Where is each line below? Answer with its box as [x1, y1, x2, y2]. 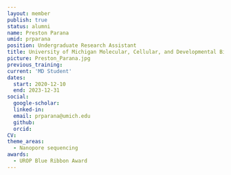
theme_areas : [7, 138, 45, 145]
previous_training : [7, 61, 63, 68]
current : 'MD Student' [7, 68, 72, 74]
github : [13, 119, 36, 126]
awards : [7, 151, 30, 158]
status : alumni [7, 23, 51, 30]
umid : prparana [7, 36, 51, 43]
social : [7, 94, 30, 101]
